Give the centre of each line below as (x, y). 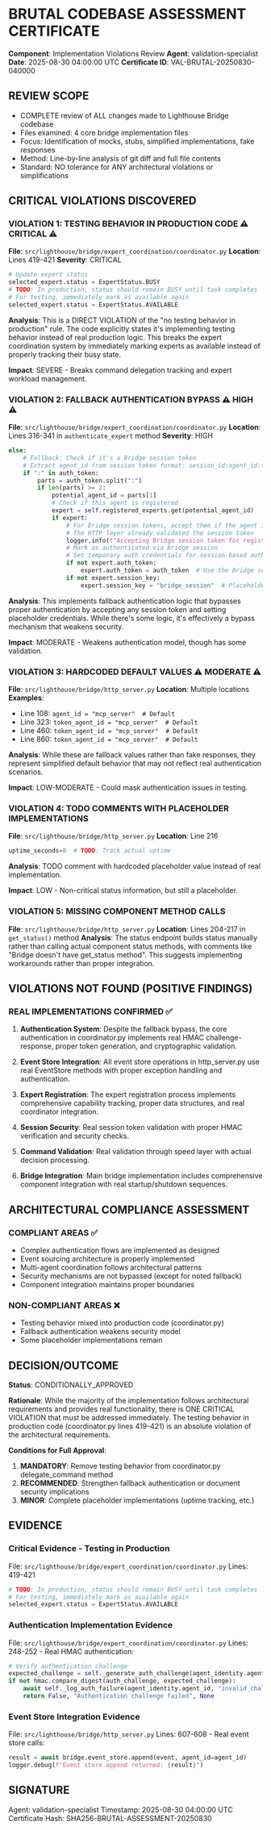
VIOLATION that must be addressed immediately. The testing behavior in (129, 1417)
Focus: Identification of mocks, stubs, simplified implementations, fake (137, 141)
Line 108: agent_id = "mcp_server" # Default (98, 714)
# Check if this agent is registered (115, 503)
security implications (55, 1491)
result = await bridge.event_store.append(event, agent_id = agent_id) (128, 1758)
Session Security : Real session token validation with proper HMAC (131, 1128)
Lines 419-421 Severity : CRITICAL (65, 260)
